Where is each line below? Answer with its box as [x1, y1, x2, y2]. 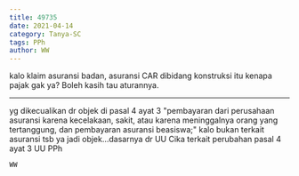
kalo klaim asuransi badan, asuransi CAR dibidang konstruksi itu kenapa [9, 70, 273, 81]
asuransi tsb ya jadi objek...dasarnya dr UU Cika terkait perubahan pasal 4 [9, 134, 282, 145]
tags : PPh [9, 37, 46, 47]
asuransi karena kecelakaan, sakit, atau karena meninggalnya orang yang [9, 115, 279, 125]
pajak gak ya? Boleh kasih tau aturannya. [9, 80, 159, 91]
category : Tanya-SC [9, 29, 82, 38]
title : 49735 [9, 12, 58, 22]
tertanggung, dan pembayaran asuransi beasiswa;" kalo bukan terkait [9, 124, 265, 135]
